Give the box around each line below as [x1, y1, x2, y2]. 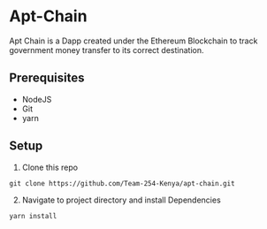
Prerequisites [9, 71, 85, 86]
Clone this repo [21, 162, 78, 172]
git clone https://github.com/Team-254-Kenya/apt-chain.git [9, 179, 236, 187]
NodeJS [21, 94, 52, 104]
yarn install [9, 211, 57, 220]
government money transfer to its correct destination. [9, 44, 205, 55]
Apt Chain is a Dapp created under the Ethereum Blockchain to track [9, 35, 258, 46]
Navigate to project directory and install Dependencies [21, 195, 221, 205]
